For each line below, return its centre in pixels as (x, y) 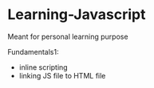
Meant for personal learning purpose (68, 36)
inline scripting (43, 67)
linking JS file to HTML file (62, 75)
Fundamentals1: (33, 52)
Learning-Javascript (77, 15)
